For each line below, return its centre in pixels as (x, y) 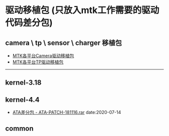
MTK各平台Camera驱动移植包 (43, 56)
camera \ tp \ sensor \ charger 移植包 (64, 43)
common (19, 128)
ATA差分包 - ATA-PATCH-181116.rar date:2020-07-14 (67, 112)
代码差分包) (29, 23)
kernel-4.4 (22, 100)
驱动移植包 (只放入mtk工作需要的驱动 (82, 10)
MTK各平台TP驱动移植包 (38, 62)
